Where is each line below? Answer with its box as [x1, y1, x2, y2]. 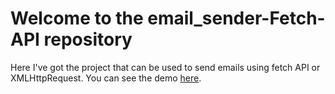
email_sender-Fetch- [147, 7, 326, 30]
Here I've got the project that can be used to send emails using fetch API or [10, 61, 321, 73]
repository [43, 28, 133, 51]
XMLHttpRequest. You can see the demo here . [10, 72, 202, 84]
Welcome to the [10, 7, 144, 30]
